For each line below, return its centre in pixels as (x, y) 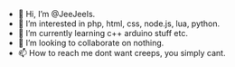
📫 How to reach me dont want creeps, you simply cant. (122, 53)
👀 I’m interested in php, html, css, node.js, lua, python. (119, 24)
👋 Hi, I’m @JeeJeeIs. (56, 14)
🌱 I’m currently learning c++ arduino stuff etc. (103, 33)
